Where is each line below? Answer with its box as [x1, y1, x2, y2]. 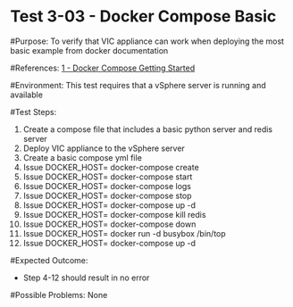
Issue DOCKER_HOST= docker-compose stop [22, 190, 192, 201]
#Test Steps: [10, 106, 57, 117]
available [10, 89, 44, 100]
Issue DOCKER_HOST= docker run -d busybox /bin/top [22, 228, 226, 238]
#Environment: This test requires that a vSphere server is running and [10, 79, 266, 90]
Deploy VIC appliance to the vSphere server [22, 143, 186, 153]
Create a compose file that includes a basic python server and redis [22, 123, 273, 135]
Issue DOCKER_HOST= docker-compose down [22, 219, 197, 229]
